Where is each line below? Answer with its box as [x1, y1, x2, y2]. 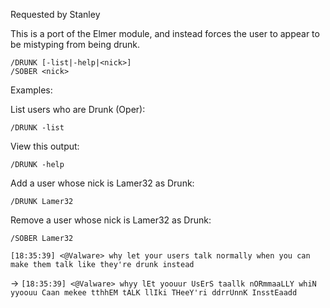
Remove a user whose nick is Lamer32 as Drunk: [10, 214, 212, 226]
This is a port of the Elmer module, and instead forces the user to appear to [10, 28, 320, 39]
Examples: [10, 84, 53, 96]
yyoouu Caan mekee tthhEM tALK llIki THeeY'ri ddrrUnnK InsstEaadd [10, 288, 298, 298]
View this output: [10, 140, 80, 152]
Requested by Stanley [10, 9, 101, 20]
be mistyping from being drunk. [10, 39, 141, 50]
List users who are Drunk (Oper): [10, 104, 146, 115]
